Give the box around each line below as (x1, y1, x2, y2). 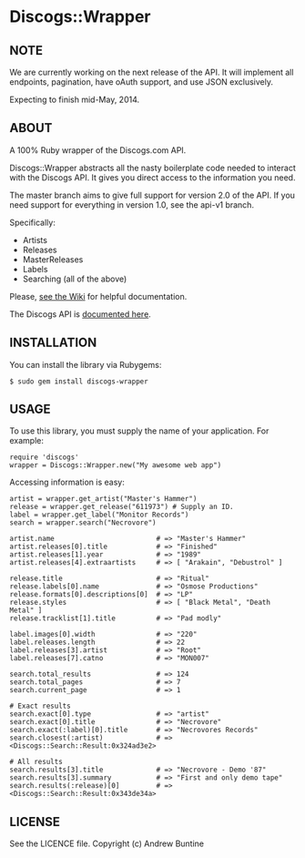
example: (9, 435, 44, 446)
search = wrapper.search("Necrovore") (9, 518, 157, 527)
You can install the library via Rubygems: (9, 359, 162, 370)
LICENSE (9, 813, 61, 830)
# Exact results (9, 701, 71, 711)
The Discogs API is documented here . (9, 308, 152, 320)
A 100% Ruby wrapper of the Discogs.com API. (9, 144, 187, 156)
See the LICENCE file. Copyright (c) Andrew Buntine (9, 838, 205, 849)
